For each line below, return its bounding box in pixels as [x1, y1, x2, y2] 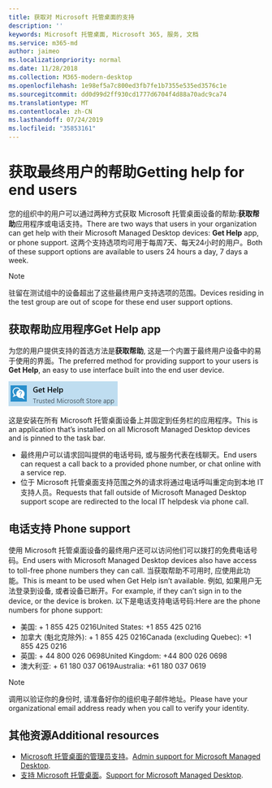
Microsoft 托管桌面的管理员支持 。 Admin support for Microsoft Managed [19, 751, 261, 761]
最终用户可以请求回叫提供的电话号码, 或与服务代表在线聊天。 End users [19, 449, 257, 459]
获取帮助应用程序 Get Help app [8, 323, 161, 336]
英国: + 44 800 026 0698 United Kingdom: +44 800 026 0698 [19, 651, 227, 660]
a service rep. [19, 467, 67, 477]
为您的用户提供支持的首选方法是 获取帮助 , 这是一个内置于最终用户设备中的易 [8, 345, 261, 355]
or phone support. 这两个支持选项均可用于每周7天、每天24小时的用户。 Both [8, 237, 263, 247]
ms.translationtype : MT [8, 98, 89, 107]
